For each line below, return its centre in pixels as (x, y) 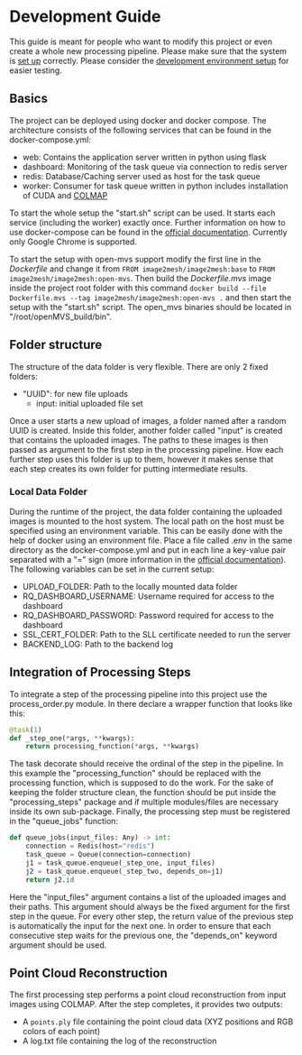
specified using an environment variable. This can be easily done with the (146, 530)
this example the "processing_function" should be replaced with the (135, 774)
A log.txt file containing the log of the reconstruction (119, 1041)
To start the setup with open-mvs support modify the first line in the (135, 259)
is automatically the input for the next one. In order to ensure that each (141, 925)
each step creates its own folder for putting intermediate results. (128, 468)
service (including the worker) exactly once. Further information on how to (147, 222)
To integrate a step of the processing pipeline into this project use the (138, 694)
